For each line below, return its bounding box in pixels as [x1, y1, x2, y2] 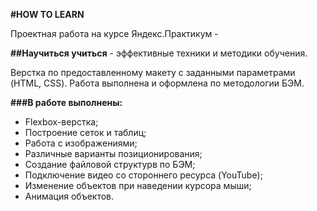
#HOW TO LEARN [10, 9, 85, 20]
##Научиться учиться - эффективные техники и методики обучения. [10, 47, 308, 59]
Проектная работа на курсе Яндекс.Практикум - [10, 28, 219, 39]
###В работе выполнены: [10, 97, 123, 108]
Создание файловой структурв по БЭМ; [24, 159, 196, 170]
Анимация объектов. [24, 190, 115, 202]
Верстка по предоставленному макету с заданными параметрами [10, 67, 296, 78]
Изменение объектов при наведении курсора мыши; [24, 180, 252, 191]
